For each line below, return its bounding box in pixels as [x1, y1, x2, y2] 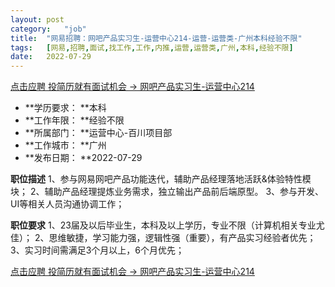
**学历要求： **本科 [24, 102, 107, 114]
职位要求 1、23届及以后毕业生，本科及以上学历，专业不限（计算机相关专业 [10, 219, 317, 231]
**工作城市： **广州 [24, 139, 107, 151]
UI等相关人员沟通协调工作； [10, 198, 125, 210]
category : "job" [10, 24, 87, 34]
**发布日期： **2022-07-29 [24, 152, 143, 164]
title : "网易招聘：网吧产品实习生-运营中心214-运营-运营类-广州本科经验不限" [10, 33, 303, 43]
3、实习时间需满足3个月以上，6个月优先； [10, 244, 185, 256]
